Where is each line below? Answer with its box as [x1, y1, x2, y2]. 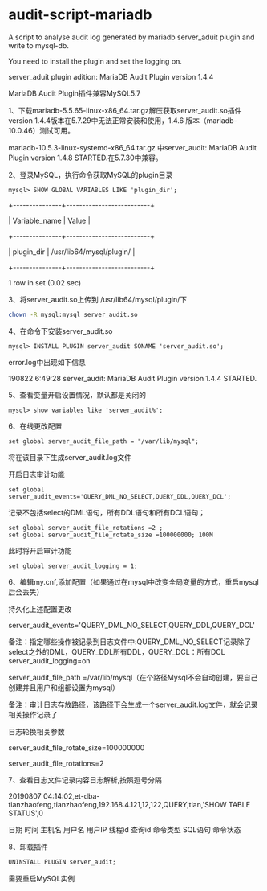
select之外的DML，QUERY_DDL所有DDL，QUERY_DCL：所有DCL [8, 647, 226, 656]
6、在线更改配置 [8, 421, 63, 431]
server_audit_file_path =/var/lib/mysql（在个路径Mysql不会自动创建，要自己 [8, 672, 258, 682]
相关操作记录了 [8, 709, 58, 719]
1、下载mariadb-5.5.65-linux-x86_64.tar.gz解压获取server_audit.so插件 [8, 105, 242, 115]
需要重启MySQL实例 [8, 873, 75, 883]
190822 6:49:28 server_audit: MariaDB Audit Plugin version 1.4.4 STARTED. [8, 373, 257, 383]
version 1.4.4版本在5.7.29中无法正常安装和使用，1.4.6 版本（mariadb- [8, 115, 237, 125]
